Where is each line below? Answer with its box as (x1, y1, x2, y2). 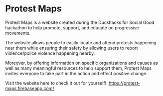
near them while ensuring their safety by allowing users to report (5, 45, 138, 51)
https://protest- (109, 80, 141, 86)
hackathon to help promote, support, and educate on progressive (5, 24, 140, 30)
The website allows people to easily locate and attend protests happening (5, 39, 157, 45)
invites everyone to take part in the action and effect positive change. (5, 70, 148, 76)
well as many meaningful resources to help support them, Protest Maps (5, 65, 152, 71)
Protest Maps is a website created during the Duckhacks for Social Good (5, 19, 155, 25)
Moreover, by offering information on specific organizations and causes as (5, 60, 158, 66)
